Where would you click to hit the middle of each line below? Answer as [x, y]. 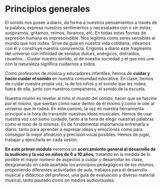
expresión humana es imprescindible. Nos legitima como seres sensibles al [80, 38]
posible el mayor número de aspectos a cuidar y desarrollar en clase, [74, 159]
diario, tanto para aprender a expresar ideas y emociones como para [74, 129]
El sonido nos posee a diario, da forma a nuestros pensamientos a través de [81, 22]
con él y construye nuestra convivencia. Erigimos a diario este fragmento [78, 48]
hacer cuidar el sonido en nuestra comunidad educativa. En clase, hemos [79, 78]
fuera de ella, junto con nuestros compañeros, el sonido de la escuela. [75, 89]
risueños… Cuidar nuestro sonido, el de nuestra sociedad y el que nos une [80, 58]
